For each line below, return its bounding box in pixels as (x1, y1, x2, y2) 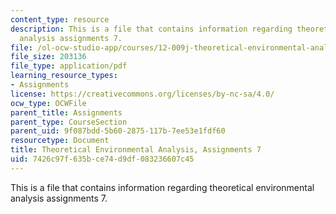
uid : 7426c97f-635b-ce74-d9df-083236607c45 (10, 154, 195, 164)
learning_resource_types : (10, 71, 118, 81)
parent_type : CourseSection (10, 117, 128, 127)
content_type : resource (10, 14, 110, 25)
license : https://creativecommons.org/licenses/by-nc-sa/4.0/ (10, 89, 275, 99)
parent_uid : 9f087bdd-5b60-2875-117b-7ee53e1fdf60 (10, 126, 226, 136)
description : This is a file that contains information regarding (10, 24, 293, 34)
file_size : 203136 (10, 52, 87, 62)
